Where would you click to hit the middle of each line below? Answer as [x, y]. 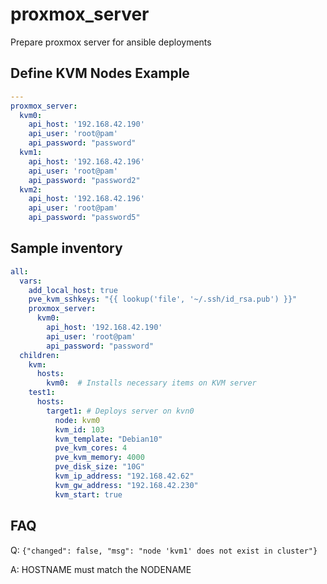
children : [39, 355]
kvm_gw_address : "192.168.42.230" [126, 485]
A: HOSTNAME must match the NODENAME [101, 569]
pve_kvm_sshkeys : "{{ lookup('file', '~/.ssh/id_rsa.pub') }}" [163, 299]
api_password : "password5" [84, 218]
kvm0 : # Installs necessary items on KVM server [151, 383]
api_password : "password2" [84, 180]
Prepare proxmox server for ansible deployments [111, 42]
